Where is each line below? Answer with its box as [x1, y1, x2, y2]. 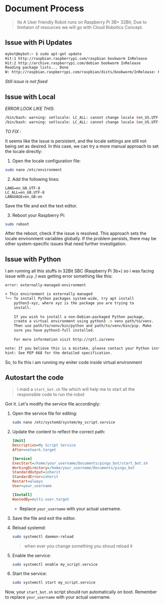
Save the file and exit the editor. [12, 515, 76, 521]
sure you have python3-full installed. [14, 328, 95, 333]
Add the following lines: [12, 176, 60, 182]
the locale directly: [5, 148, 42, 154]
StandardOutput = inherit [12, 470, 61, 475]
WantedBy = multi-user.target [12, 497, 69, 502]
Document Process [5, 3, 84, 14]
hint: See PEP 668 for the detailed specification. [5, 350, 112, 355]
